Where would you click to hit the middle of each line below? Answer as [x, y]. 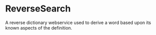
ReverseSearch [38, 9]
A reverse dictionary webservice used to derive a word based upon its [78, 22]
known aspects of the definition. [39, 27]
